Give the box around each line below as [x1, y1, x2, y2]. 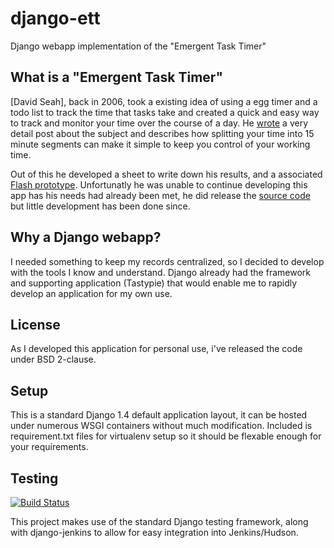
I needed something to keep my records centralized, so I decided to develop [10, 255, 325, 267]
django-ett [10, 7, 101, 30]
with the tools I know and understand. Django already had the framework [10, 266, 311, 278]
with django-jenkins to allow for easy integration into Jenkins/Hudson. [10, 527, 299, 538]
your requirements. [10, 441, 89, 453]
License [10, 316, 61, 333]
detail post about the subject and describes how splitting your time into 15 [10, 127, 315, 139]
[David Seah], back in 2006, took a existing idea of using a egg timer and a [10, 95, 318, 107]
